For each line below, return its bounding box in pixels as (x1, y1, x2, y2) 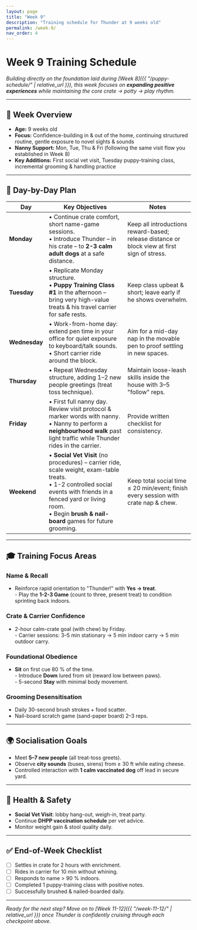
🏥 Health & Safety (6, 795, 72, 805)
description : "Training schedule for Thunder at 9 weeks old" (6, 19, 161, 25)
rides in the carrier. (49, 441, 101, 449)
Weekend (9, 487, 36, 495)
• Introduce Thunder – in (49, 235, 117, 243)
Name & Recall (6, 572, 48, 579)
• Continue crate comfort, (49, 212, 120, 220)
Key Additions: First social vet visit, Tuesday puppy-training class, (14, 157, 175, 164)
